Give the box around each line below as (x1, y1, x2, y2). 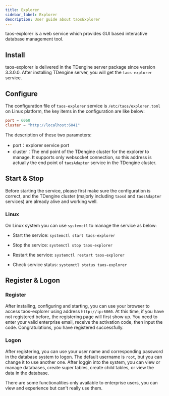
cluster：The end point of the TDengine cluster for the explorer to (12, 148, 149, 155)
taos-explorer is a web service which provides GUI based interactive (5, 31, 148, 37)
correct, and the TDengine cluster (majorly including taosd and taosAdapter (5, 193, 162, 199)
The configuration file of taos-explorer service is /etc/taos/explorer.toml (5, 103, 160, 109)
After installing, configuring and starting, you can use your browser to (5, 303, 150, 309)
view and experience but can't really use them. (5, 385, 103, 391)
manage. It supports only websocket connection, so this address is (12, 154, 152, 160)
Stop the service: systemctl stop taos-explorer (12, 242, 112, 248)
